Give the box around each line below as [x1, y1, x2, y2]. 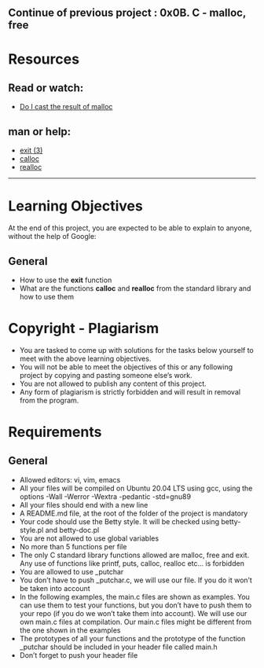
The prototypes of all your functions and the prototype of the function [19, 633, 246, 643]
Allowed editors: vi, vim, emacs [19, 475, 121, 484]
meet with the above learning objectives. [19, 354, 152, 363]
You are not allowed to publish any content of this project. [19, 379, 207, 388]
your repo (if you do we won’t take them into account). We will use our [19, 608, 247, 618]
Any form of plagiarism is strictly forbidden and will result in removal [19, 387, 241, 396]
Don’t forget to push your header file [19, 650, 138, 659]
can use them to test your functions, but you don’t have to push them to [19, 600, 252, 610]
